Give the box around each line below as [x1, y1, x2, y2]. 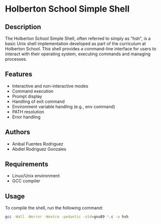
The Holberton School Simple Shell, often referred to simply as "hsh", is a [5, 35, 151, 41]
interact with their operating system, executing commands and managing [5, 51, 151, 57]
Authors [5, 128, 30, 136]
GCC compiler [12, 178, 41, 184]
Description [5, 23, 41, 31]
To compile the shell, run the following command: [5, 205, 103, 211]
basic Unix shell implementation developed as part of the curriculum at [5, 41, 146, 47]
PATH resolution [12, 109, 44, 114]
